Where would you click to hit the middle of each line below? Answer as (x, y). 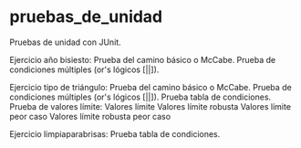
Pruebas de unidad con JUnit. (65, 42)
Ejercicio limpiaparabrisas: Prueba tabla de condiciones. (115, 133)
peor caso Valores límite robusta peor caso (90, 116)
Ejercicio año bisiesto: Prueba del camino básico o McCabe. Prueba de (143, 59)
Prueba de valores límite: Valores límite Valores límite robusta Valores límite (150, 106)
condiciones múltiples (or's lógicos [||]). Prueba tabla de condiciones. (140, 97)
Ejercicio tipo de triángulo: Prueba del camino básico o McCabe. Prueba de (150, 87)
